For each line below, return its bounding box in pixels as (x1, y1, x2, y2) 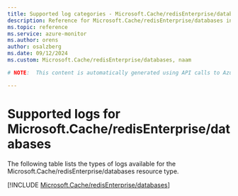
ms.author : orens (7, 37, 59, 44)
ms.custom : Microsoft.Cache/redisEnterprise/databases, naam (7, 57, 192, 64)
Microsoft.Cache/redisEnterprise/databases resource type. (7, 167, 179, 175)
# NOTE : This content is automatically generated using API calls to (7, 69, 220, 76)
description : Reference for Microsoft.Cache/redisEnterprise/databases (7, 17, 223, 24)
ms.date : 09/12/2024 (7, 50, 69, 57)
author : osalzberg (7, 43, 62, 50)
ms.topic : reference (7, 23, 69, 30)
